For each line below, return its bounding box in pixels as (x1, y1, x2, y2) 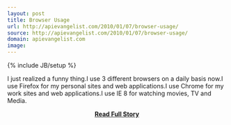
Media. (7, 97, 27, 104)
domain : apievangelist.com (7, 36, 86, 43)
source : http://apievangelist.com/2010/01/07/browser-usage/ (7, 29, 189, 37)
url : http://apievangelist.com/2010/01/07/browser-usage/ (7, 23, 179, 30)
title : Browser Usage (7, 17, 70, 23)
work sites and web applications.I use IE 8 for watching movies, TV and (7, 89, 212, 97)
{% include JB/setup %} (7, 61, 77, 69)
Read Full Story (94, 110, 140, 118)
